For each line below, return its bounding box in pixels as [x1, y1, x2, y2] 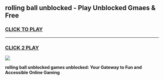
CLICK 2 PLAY [5, 44, 39, 51]
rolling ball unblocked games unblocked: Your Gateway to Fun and [5, 64, 142, 70]
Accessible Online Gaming [5, 69, 60, 75]
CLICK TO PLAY [5, 26, 43, 33]
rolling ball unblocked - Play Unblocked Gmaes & [5, 4, 156, 12]
